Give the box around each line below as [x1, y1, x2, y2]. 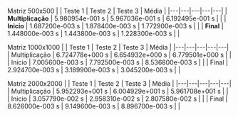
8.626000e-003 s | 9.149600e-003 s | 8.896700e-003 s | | [7, 102, 180, 110]
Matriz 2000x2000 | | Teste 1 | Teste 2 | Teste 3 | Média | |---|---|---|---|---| [7, 79, 232, 88]
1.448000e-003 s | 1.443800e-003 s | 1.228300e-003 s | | [7, 29, 180, 38]
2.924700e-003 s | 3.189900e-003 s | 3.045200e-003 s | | [7, 66, 180, 74]
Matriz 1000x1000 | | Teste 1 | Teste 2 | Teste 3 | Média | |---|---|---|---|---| [7, 43, 229, 51]
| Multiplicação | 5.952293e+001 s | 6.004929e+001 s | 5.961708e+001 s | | [7, 87, 229, 95]
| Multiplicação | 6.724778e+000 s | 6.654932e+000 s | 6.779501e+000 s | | [7, 50, 232, 59]
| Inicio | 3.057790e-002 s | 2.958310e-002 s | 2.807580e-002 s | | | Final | [7, 94, 228, 103]
